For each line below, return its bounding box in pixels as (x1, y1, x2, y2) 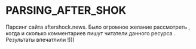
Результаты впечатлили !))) (5, 36, 75, 43)
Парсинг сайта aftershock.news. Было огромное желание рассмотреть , (5, 23, 191, 30)
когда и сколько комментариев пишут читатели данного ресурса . (5, 29, 176, 36)
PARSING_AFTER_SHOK (5, 4, 127, 17)
